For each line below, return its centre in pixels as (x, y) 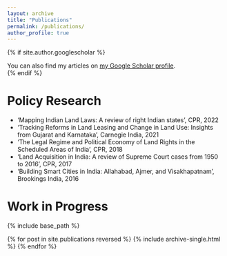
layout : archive (30, 13)
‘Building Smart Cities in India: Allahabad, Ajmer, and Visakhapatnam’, (116, 171)
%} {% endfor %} (32, 246)
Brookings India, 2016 (48, 179)
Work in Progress (58, 207)
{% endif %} (25, 73)
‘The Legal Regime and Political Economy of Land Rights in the (106, 142)
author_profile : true (38, 33)
